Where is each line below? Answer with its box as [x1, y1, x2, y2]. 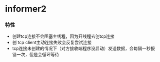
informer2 [5, 3, 47, 15]
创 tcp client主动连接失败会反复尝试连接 [12, 40, 92, 46]
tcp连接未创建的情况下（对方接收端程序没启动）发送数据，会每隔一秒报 [12, 46, 155, 51]
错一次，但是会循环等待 [12, 52, 59, 58]
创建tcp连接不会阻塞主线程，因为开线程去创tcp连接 [12, 33, 115, 39]
